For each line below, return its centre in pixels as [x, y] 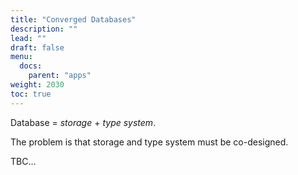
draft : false [37, 47]
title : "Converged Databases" [73, 19]
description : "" [44, 29]
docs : [31, 66]
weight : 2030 [37, 85]
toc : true [31, 94]
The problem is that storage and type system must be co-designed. [149, 142]
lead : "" [28, 38]
